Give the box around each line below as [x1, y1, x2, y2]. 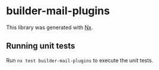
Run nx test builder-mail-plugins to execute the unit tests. [6, 56, 154, 63]
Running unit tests [6, 41, 75, 51]
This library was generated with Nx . [6, 24, 93, 31]
